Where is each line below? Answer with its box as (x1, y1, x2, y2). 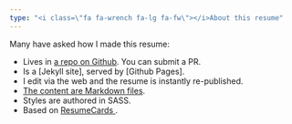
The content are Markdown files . (22, 85, 146, 96)
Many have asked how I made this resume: (9, 38, 171, 49)
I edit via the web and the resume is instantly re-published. (22, 75, 244, 87)
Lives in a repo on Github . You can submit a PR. (22, 56, 202, 67)
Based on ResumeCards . (22, 104, 119, 115)
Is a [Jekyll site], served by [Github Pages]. (22, 66, 185, 77)
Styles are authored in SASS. (22, 95, 131, 106)
